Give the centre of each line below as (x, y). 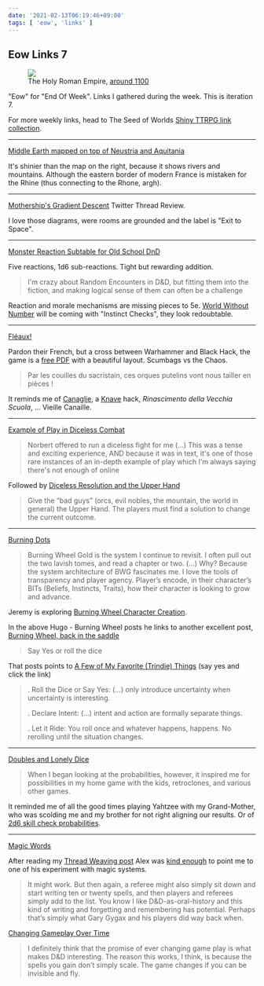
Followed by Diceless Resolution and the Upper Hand (94, 486)
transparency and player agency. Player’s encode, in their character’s (139, 580)
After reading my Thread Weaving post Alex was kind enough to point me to (131, 861)
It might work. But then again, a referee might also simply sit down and (141, 885)
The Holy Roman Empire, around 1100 (88, 81)
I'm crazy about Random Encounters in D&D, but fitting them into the (138, 282)
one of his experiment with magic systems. (78, 870)
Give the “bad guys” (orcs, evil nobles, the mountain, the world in (133, 500)
